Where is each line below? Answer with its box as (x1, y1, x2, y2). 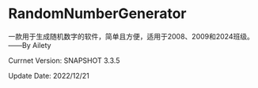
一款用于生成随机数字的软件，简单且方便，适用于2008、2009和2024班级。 (8, 31, 255, 41)
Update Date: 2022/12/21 (8, 71, 89, 80)
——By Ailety (8, 40, 51, 49)
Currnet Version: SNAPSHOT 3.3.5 (8, 56, 120, 65)
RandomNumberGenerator (8, 5, 188, 23)
